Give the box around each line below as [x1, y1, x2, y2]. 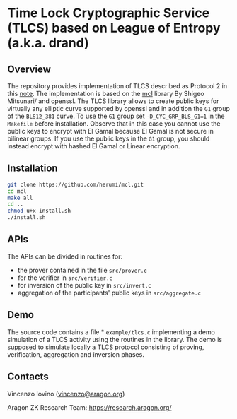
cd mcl [7, 187, 27, 195]
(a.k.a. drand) [7, 35, 90, 51]
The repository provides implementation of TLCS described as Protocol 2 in [7, 82, 228, 90]
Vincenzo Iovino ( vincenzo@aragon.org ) [7, 389, 125, 398]
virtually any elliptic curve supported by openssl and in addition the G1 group [7, 105, 230, 112]
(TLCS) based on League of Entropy [7, 20, 221, 36]
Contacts [7, 371, 50, 383]
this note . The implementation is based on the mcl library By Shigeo [7, 90, 204, 98]
